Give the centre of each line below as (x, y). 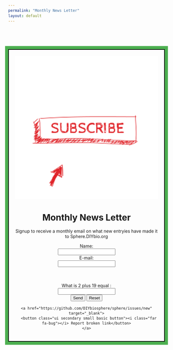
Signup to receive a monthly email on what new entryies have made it (86, 231)
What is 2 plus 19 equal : (86, 286)
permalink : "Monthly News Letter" (44, 10)
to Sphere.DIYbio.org (86, 236)
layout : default (25, 16)
